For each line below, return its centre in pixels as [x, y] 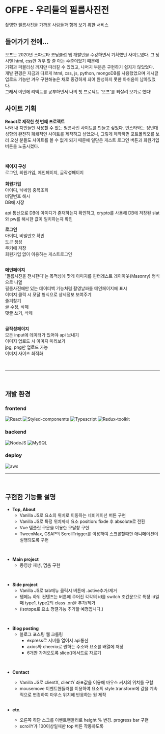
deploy [14, 455]
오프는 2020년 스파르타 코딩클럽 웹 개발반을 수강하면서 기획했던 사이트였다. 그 [80, 54]
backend [16, 432]
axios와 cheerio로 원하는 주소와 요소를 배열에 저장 [75, 646]
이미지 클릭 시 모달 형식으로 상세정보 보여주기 [48, 294]
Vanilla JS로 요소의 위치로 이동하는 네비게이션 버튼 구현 [73, 515]
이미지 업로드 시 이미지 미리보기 [35, 341]
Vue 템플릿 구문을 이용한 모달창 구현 [54, 527]
